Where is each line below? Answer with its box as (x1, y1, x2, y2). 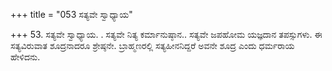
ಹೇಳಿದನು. (10, 51, 41, 63)
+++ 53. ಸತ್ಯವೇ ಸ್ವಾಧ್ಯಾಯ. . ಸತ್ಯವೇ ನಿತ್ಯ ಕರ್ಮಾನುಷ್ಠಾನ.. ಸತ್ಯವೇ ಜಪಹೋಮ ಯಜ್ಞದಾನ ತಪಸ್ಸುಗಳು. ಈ (10, 29, 323, 40)
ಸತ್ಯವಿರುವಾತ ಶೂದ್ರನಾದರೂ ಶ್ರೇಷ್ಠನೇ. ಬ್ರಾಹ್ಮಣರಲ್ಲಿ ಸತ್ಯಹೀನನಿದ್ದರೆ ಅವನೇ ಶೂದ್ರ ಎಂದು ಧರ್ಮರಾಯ (10, 40, 295, 51)
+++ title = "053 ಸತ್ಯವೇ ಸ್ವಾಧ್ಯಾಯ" (10, 9, 133, 20)
